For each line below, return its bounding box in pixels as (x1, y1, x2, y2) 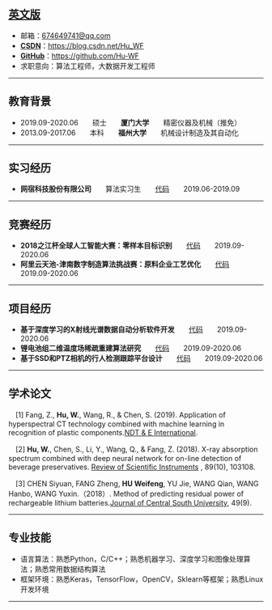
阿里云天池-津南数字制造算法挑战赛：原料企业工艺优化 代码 (19, 260, 230, 269)
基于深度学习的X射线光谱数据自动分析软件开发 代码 (19, 324, 204, 334)
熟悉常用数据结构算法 (34, 564, 106, 574)
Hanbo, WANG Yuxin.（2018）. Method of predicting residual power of (8, 489, 244, 498)
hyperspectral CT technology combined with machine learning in (8, 419, 225, 429)
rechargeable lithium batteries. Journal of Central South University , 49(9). (8, 498, 253, 507)
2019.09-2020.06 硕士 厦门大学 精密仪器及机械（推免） (19, 117, 238, 127)
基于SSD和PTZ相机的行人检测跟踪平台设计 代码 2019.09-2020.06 (19, 354, 263, 363)
